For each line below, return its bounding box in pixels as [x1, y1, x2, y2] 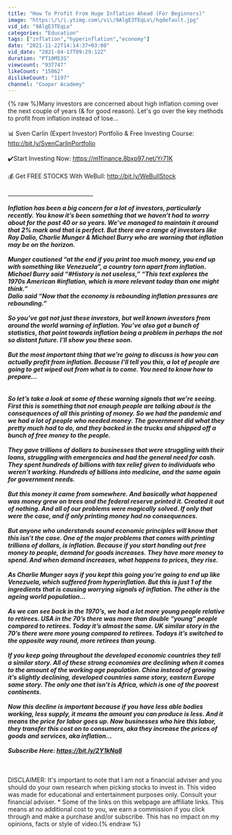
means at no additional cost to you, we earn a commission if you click [8, 805, 205, 814]
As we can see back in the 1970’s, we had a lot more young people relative [8, 607, 225, 616]
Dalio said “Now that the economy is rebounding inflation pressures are [8, 292, 219, 300]
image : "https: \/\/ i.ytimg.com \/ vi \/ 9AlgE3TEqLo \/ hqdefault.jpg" [8, 17, 199, 23]
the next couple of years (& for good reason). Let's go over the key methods [8, 107, 224, 115]
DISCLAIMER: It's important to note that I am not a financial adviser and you [8, 776, 222, 784]
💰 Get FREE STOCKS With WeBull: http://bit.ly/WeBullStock [8, 172, 176, 180]
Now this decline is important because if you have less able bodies [8, 703, 204, 711]
